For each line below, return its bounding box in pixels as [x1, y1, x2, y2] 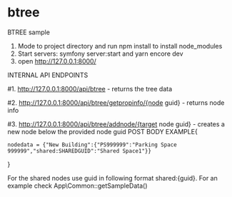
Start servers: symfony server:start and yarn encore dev [17, 49, 183, 58]
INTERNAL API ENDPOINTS [7, 71, 89, 79]
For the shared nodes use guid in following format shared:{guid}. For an [7, 173, 218, 182]
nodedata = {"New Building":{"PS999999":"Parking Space [7, 141, 177, 148]
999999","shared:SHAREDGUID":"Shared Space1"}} [7, 147, 152, 154]
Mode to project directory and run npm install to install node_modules [17, 41, 223, 50]
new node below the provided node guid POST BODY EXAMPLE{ [7, 127, 198, 136]
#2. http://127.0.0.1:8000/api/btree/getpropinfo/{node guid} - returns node [7, 98, 225, 107]
